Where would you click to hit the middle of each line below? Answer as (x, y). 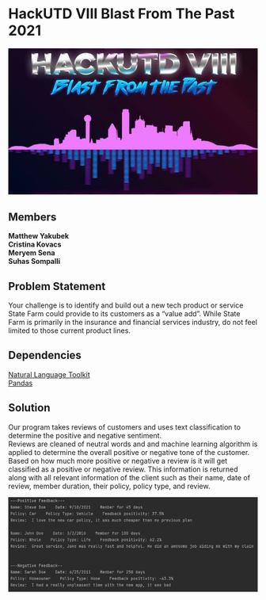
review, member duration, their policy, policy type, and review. (109, 486)
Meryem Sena (32, 253)
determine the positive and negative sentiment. (85, 435)
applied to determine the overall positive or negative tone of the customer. (129, 452)
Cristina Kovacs (35, 245)
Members (32, 217)
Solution (29, 408)
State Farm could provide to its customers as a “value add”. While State (124, 313)
